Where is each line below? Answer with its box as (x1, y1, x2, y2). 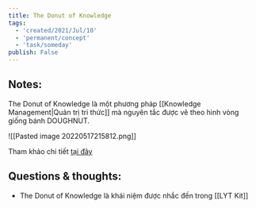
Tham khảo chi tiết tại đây (8, 146, 93, 156)
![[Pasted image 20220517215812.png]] (8, 131, 137, 141)
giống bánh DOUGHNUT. (8, 116, 90, 125)
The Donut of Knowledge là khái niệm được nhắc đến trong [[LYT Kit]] (19, 191, 249, 200)
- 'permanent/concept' (15, 33, 90, 42)
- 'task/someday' (15, 41, 73, 49)
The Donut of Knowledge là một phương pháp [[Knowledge (8, 98, 201, 108)
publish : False (8, 48, 59, 56)
